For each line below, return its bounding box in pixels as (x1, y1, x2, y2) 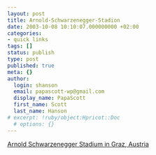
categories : (7, 29, 42, 37)
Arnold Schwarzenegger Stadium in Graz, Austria (7, 140, 149, 148)
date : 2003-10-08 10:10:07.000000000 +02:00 (7, 23, 139, 30)
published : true (7, 62, 55, 69)
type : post (7, 56, 39, 63)
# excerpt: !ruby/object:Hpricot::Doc (7, 114, 120, 121)
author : (7, 75, 30, 82)
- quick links (7, 36, 49, 43)
